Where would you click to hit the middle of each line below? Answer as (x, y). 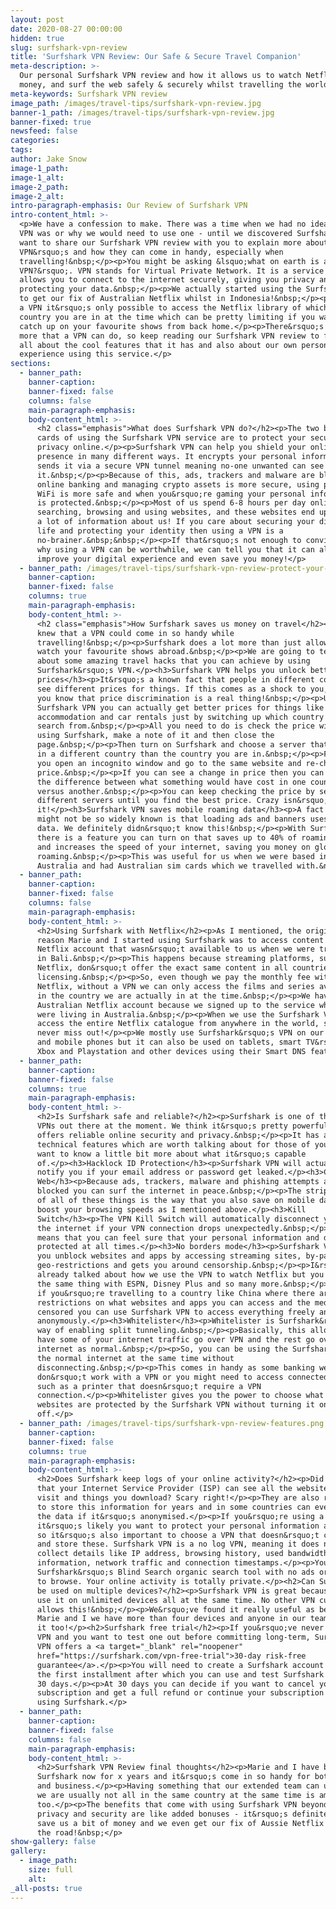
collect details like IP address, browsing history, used (160, 1554)
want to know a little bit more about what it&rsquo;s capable (171, 1154)
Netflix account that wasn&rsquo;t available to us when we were (175, 949)
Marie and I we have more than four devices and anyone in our (171, 1619)
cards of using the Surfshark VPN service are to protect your (171, 438)
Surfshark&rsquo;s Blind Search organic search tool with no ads (175, 1572)
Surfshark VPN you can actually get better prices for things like (180, 707)
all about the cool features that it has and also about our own (158, 345)
